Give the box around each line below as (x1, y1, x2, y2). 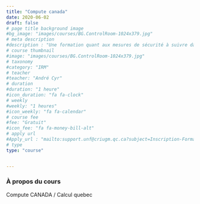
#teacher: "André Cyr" (6, 75, 62, 81)
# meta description (6, 36, 55, 42)
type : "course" (6, 147, 44, 153)
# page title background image (6, 25, 84, 32)
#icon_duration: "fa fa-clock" (6, 92, 84, 98)
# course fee (6, 114, 39, 120)
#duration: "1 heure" (6, 86, 60, 92)
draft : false (6, 20, 39, 26)
